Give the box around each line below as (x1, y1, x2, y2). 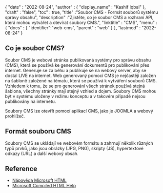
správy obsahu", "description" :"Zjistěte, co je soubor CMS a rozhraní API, (5, 15, 154, 20)
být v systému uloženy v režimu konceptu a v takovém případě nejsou (5, 93, 145, 99)
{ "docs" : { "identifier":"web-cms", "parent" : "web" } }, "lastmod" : (5, 25, 141, 31)
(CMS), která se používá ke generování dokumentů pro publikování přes (5, 62, 150, 68)
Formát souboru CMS (5, 127, 72, 135)
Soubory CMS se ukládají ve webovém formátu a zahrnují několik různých (5, 140, 154, 146)
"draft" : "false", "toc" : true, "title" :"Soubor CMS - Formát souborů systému (5, 9, 158, 15)
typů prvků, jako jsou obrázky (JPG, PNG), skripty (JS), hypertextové (5, 145, 144, 151)
